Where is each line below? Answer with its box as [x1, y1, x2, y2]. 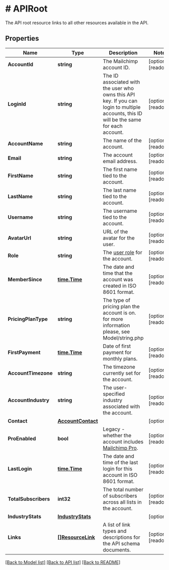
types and [103, 527, 127, 534]
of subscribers [103, 492, 137, 499]
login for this [103, 465, 132, 472]
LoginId [8, 100, 26, 107]
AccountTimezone [8, 369, 53, 376]
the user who [103, 85, 134, 92]
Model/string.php [103, 334, 144, 341]
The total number [103, 486, 144, 493]
